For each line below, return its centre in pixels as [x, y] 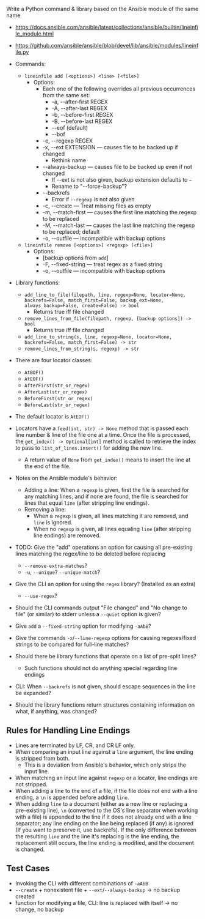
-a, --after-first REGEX [80, 102]
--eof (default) [70, 128]
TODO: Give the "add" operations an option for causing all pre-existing [104, 547]
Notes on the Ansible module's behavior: [66, 478]
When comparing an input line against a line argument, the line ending [104, 751]
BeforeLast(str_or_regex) [57, 405]
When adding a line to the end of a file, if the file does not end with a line [106, 791]
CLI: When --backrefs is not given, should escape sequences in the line [106, 686]
